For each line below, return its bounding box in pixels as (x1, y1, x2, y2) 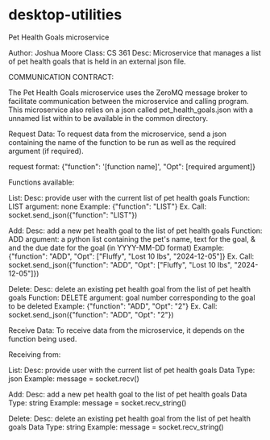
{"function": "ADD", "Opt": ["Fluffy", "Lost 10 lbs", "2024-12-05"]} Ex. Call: (8, 251, 255, 261)
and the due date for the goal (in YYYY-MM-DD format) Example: (8, 243, 224, 252)
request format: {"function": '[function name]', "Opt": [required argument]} (8, 161, 256, 171)
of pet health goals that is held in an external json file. (8, 56, 187, 66)
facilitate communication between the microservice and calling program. (8, 96, 249, 106)
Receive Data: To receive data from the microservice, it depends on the (8, 325, 245, 335)
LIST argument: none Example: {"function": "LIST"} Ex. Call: (8, 201, 207, 211)
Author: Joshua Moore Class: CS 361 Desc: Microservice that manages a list (8, 48, 262, 57)
